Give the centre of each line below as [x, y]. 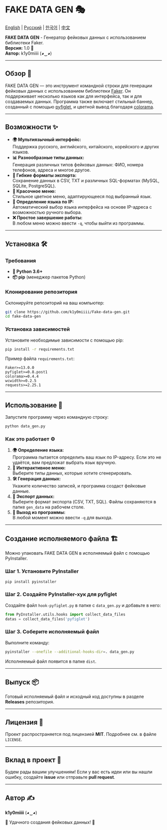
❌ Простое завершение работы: [47, 218]
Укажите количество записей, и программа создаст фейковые [79, 486]
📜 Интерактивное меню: [39, 468]
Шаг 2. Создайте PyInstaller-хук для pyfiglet [61, 594]
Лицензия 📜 [24, 722]
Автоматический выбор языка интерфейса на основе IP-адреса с [82, 207]
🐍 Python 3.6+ [28, 271]
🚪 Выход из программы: [39, 512]
